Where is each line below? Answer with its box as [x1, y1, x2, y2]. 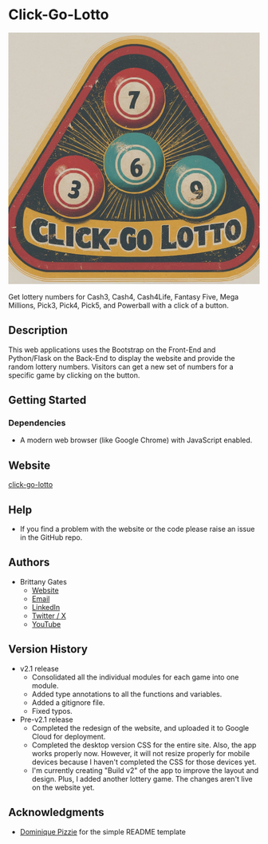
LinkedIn [31, 602, 61, 612]
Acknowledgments [8, 806, 105, 819]
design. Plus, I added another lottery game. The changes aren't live [31, 774, 253, 783]
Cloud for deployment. [31, 731, 106, 741]
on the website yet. [31, 783, 95, 792]
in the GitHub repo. [19, 533, 83, 542]
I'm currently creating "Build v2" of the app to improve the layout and [31, 765, 259, 775]
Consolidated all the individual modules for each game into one [31, 672, 239, 682]
